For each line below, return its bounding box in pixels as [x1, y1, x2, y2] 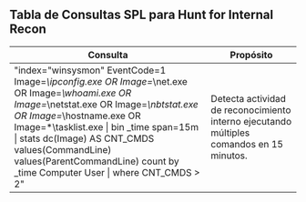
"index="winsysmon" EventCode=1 [14, 64, 167, 76]
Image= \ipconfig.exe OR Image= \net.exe [14, 75, 189, 87]
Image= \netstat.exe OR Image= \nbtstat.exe [14, 97, 199, 110]
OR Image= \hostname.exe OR [14, 109, 141, 122]
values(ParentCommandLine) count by [14, 155, 179, 167]
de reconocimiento [210, 104, 291, 116]
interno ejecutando [210, 115, 292, 127]
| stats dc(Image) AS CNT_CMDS [14, 132, 155, 145]
